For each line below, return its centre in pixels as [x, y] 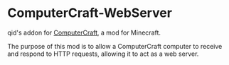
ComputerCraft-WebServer [90, 13]
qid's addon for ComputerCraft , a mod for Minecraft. [84, 32]
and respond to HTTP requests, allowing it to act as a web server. [103, 54]
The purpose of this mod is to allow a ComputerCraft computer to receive [115, 46]
